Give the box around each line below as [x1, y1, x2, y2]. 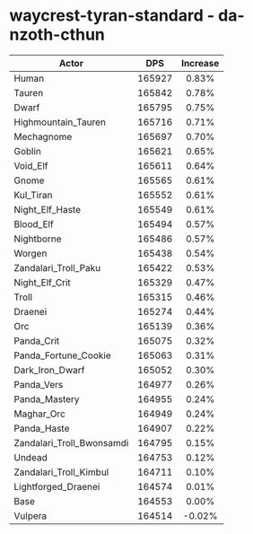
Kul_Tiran [13, 188, 53, 201]
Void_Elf [13, 159, 48, 171]
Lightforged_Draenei [13, 480, 100, 493]
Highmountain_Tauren [13, 116, 106, 128]
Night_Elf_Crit [13, 276, 72, 288]
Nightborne [13, 232, 62, 245]
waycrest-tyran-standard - [9, 5, 215, 26]
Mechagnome [13, 130, 73, 143]
